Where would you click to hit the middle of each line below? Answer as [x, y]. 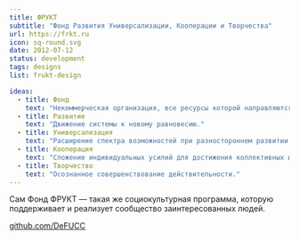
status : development [48, 59]
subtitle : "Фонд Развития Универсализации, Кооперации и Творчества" [141, 26]
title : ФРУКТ [33, 17]
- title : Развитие [52, 116]
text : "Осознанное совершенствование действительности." [133, 174]
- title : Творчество [55, 165]
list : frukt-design [45, 76]
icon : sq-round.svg [45, 42]
